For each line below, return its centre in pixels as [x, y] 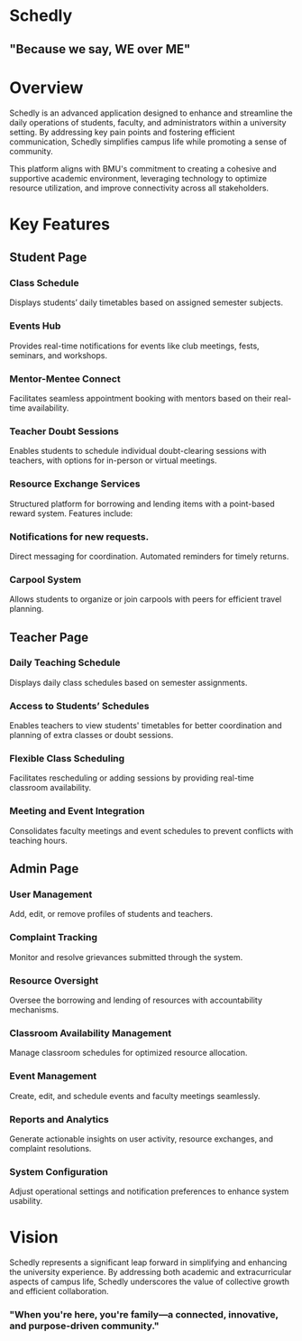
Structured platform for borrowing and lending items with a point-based [142, 504]
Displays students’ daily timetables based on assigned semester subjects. [146, 302]
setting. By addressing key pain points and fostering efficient [122, 132]
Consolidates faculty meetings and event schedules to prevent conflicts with [151, 830]
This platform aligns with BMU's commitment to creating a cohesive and [143, 169]
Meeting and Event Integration [77, 811]
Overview [46, 88]
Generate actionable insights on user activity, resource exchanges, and [141, 1139]
